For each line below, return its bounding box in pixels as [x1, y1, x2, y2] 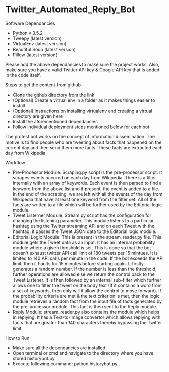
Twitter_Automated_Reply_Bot [5, 4, 135, 15]
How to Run [5, 335, 30, 341]
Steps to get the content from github [5, 82, 81, 88]
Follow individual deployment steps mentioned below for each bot [12, 124, 150, 130]
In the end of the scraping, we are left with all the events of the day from [12, 191, 163, 197]
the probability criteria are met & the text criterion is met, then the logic [12, 293, 160, 299]
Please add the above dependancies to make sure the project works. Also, [5, 61, 160, 67]
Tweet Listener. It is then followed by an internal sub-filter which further [12, 276, 162, 283]
